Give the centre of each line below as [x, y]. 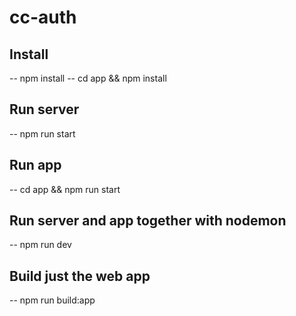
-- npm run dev [40, 245]
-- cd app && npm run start [65, 189]
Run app [35, 165]
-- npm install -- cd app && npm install [88, 78]
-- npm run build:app [52, 300]
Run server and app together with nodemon [148, 221]
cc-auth [43, 17]
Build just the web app [80, 276]
